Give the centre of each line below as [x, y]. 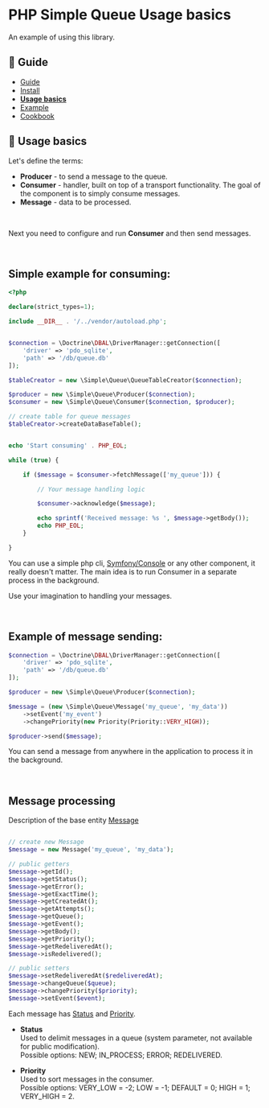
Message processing [62, 801]
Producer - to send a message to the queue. [94, 176]
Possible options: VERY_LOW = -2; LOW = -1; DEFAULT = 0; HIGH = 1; [135, 1087]
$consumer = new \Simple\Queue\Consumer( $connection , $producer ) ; [122, 402]
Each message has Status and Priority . [72, 1013]
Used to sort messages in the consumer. [87, 1079]
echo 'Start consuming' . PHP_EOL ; [68, 445]
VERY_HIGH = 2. [47, 1096]
